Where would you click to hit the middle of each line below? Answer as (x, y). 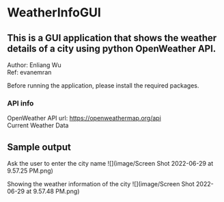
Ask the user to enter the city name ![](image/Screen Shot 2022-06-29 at (110, 164)
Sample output (39, 147)
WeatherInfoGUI (54, 13)
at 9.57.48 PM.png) (53, 191)
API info (20, 103)
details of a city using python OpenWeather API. (112, 48)
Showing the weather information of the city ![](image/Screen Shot (101, 184)
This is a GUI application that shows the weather (112, 38)
